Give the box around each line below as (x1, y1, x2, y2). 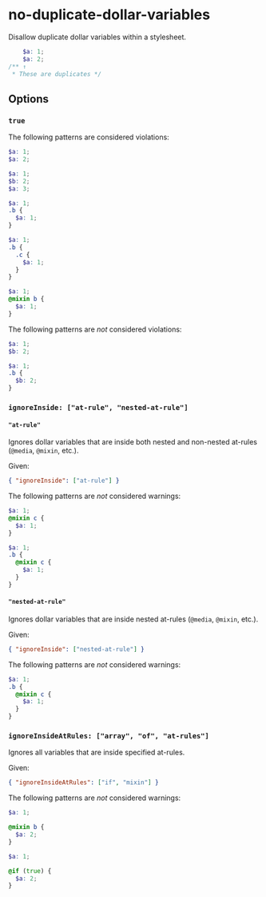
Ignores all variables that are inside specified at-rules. (8, 747, 185, 758)
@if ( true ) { (8, 867, 52, 875)
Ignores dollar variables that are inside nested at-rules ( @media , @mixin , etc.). (8, 614, 259, 624)
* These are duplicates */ (11, 70, 102, 78)
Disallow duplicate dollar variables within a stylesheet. (8, 32, 186, 42)
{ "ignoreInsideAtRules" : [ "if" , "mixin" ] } (8, 778, 159, 786)
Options (8, 92, 50, 106)
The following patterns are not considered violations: (8, 324, 182, 334)
